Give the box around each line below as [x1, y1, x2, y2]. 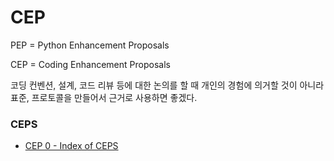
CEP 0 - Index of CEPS [24, 140, 119, 152]
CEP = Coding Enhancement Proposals [10, 58, 171, 70]
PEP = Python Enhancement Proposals [10, 39, 170, 51]
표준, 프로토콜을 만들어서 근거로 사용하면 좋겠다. [10, 91, 198, 103]
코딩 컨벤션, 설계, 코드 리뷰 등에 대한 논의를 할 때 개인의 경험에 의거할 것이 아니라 [10, 79, 325, 91]
